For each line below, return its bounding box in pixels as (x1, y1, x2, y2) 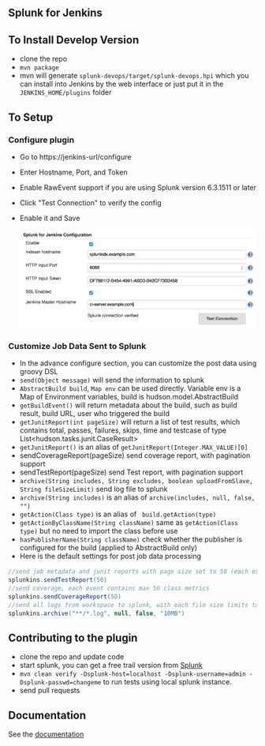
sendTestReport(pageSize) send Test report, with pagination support (19, 467, 244, 477)
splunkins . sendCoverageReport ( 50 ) (8, 592, 122, 601)
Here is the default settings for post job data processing (19, 552, 202, 561)
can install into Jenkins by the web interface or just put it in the (19, 79, 224, 89)
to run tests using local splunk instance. (103, 677, 233, 687)
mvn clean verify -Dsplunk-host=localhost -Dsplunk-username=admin (19, 670, 246, 678)
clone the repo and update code (19, 652, 125, 662)
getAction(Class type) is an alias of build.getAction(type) (19, 509, 217, 519)
